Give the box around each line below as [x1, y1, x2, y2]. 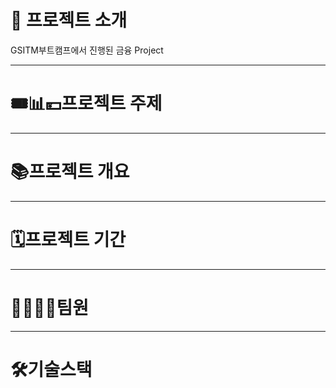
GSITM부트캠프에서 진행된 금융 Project [10, 44, 164, 56]
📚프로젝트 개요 [10, 161, 130, 183]
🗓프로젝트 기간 [10, 229, 127, 251]
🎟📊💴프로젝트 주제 [10, 92, 163, 115]
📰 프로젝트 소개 [10, 9, 128, 32]
